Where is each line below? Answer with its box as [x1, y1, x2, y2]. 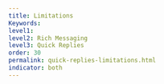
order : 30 [8, 49, 42, 57]
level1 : [8, 26, 35, 34]
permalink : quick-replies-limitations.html [8, 57, 157, 65]
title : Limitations [8, 11, 74, 20]
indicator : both [8, 64, 63, 72]
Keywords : [8, 19, 42, 27]
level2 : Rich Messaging [8, 34, 88, 42]
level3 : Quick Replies [8, 42, 84, 50]
